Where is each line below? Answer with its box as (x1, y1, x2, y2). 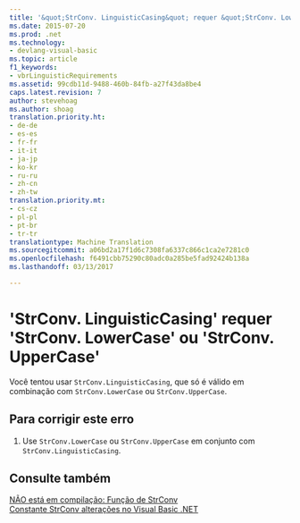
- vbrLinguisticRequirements (9, 72, 118, 80)
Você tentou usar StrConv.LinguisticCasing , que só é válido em (9, 376, 245, 387)
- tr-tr (9, 229, 38, 238)
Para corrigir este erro (9, 412, 135, 427)
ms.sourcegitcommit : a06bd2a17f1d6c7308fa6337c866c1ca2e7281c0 (9, 246, 250, 255)
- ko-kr (9, 163, 38, 172)
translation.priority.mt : (9, 196, 105, 206)
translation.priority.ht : (9, 113, 105, 122)
